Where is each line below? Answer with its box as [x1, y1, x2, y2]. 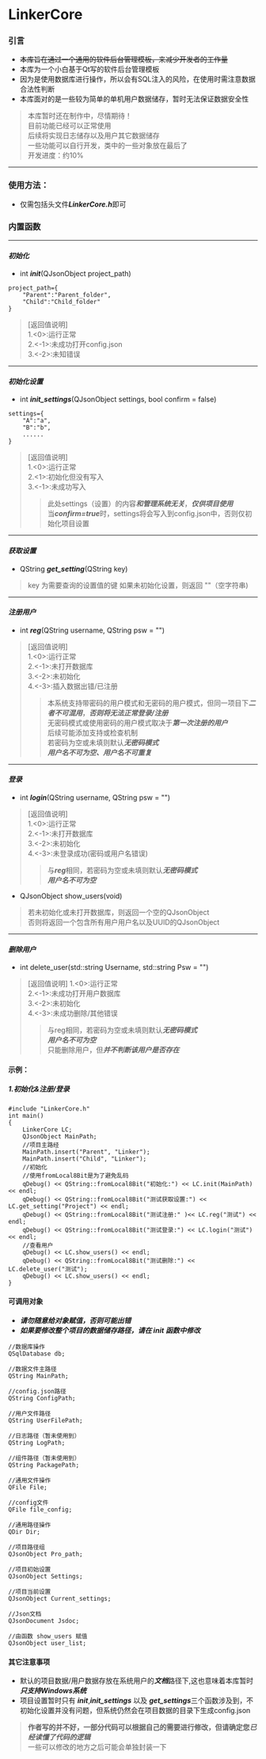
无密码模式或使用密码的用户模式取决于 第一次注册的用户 [47, 718, 228, 728]
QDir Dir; [8, 1528, 41, 1537]
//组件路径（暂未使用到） [8, 1454, 81, 1462]
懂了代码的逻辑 [41, 1732, 91, 1742]
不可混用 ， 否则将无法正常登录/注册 [54, 708, 169, 717]
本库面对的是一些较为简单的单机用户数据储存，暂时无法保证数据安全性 [19, 94, 249, 104]
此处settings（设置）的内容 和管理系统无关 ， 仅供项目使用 [47, 499, 234, 508]
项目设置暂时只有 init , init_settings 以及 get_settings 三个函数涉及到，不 [19, 1696, 253, 1705]
